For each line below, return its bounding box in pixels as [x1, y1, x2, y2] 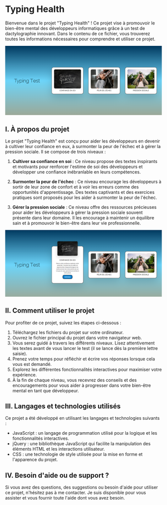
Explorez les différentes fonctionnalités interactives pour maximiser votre [12, 366, 162, 372]
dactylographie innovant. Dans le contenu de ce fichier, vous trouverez [5, 30, 151, 36]
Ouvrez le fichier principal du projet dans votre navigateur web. [12, 335, 142, 340]
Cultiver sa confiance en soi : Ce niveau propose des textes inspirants [12, 159, 158, 165]
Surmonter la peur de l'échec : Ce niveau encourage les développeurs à [12, 178, 162, 185]
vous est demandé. [12, 361, 52, 367]
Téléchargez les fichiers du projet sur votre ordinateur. [12, 329, 124, 335]
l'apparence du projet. [12, 457, 58, 463]
